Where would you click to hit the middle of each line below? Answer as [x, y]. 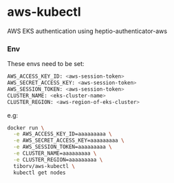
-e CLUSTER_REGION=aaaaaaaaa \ [58, 160]
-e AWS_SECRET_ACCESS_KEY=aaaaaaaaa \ [69, 141]
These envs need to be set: [46, 64]
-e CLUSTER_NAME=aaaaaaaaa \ [55, 153]
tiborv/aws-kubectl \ [44, 166]
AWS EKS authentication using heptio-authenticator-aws [87, 31]
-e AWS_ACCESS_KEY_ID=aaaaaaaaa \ [63, 134]
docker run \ [26, 128]
